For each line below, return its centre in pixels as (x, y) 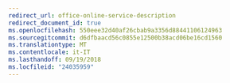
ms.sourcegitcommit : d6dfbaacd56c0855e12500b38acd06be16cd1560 (115, 38)
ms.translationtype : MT (48, 45)
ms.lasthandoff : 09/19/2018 (55, 60)
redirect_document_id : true (55, 23)
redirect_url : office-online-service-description (92, 15)
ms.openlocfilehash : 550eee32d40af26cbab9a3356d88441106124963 (115, 30)
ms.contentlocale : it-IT (49, 52)
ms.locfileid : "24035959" (51, 67)
